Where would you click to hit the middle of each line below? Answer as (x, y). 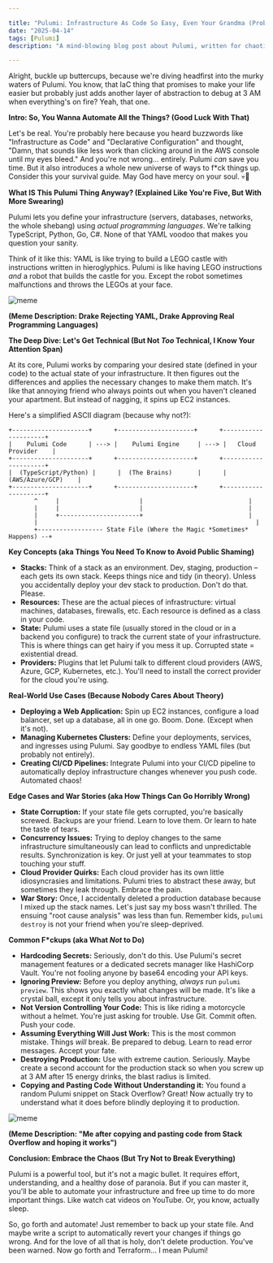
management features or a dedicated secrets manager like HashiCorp (137, 965)
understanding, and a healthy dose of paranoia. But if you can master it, (129, 1183)
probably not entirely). (57, 755)
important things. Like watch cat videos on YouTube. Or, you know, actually (134, 1200)
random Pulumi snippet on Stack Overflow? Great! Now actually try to (136, 1094)
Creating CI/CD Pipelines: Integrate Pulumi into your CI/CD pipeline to (138, 763)
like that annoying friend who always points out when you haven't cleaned (132, 391)
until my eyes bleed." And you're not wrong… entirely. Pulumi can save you (134, 159)
